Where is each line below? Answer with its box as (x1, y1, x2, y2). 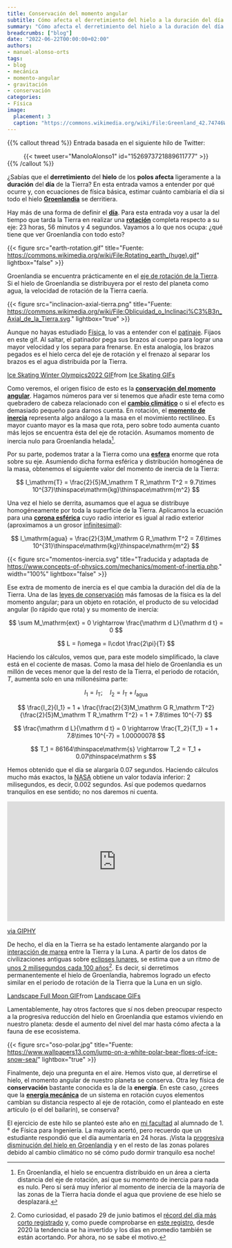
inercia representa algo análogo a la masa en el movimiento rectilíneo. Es (7, 413, 215, 422)
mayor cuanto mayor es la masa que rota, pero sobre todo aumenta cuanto (7, 421, 220, 429)
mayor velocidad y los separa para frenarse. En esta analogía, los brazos (7, 342, 214, 351)
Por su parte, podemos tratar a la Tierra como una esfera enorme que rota (7, 450, 220, 459)
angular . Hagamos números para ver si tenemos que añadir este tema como (7, 392, 224, 400)
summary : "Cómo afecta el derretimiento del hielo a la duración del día (7, 23, 224, 30)
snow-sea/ (7, 1055, 38, 1063)
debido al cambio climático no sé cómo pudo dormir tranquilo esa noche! (7, 1148, 215, 1156)
